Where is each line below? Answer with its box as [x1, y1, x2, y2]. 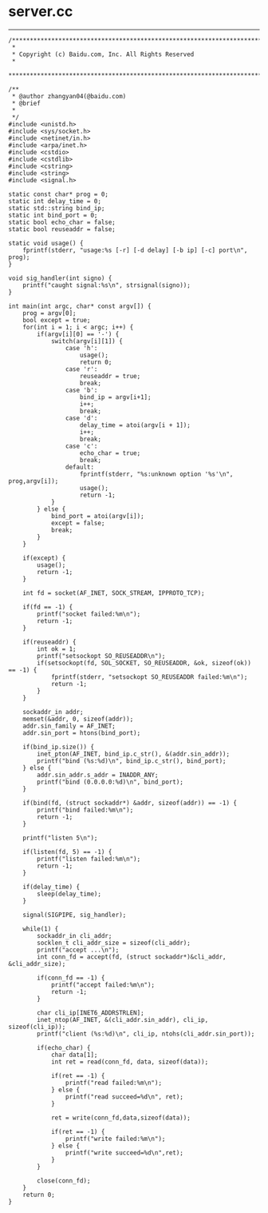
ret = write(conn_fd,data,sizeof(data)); [50, 1114, 191, 1122]
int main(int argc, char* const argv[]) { [8, 302, 152, 310]
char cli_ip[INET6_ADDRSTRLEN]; [37, 1008, 145, 1017]
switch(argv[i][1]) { [50, 337, 124, 345]
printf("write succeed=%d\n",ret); [65, 1148, 183, 1157]
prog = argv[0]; [22, 309, 77, 317]
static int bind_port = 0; [8, 211, 98, 219]
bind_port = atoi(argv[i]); [50, 512, 145, 520]
